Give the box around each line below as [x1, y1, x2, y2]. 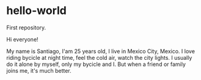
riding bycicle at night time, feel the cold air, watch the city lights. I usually [6, 54, 192, 61]
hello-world [6, 4, 67, 18]
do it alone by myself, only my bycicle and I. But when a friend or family [6, 60, 186, 68]
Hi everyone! [6, 35, 38, 43]
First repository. [6, 24, 46, 31]
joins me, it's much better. [6, 67, 71, 74]
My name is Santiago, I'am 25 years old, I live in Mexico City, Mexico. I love [6, 47, 196, 55]
